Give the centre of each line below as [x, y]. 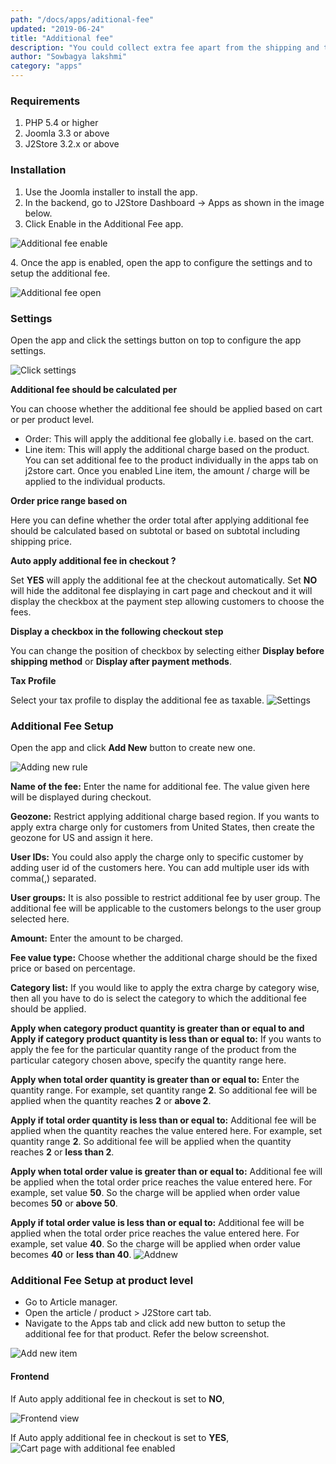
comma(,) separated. [53, 878]
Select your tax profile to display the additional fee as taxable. [137, 700]
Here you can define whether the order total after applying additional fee [160, 520]
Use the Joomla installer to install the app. [111, 192]
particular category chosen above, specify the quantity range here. [148, 1060]
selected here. [40, 919]
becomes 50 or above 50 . [64, 1203]
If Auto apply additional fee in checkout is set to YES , [120, 1437]
